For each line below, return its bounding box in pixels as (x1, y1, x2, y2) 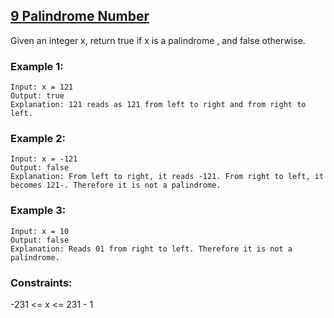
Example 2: (10, 132, 66, 146)
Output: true (10, 91, 65, 101)
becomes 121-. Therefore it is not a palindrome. (10, 180, 222, 191)
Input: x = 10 (10, 226, 70, 236)
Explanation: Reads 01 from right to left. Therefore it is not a (10, 244, 293, 254)
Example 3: (10, 204, 67, 218)
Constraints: (10, 275, 73, 289)
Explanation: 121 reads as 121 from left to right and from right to (10, 100, 307, 110)
